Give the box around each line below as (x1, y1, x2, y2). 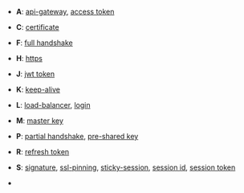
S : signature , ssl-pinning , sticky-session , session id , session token (15, 162, 236, 172)
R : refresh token (15, 147, 70, 156)
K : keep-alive (15, 84, 60, 94)
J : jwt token (15, 69, 55, 79)
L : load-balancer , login (15, 101, 91, 109)
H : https (15, 54, 43, 63)
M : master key (15, 116, 64, 125)
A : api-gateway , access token (15, 7, 115, 16)
